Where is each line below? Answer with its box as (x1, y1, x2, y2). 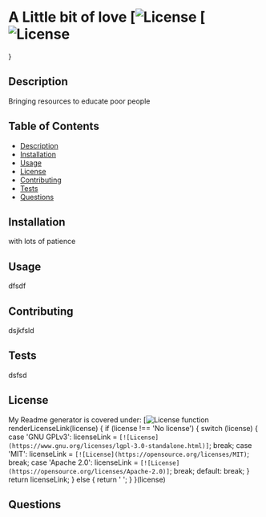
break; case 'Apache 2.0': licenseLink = (8, 458, 139, 467)
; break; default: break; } (169, 466, 250, 475)
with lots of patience (8, 237, 76, 246)
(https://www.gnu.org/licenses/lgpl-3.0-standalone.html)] (8, 442, 210, 450)
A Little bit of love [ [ (8, 8, 206, 26)
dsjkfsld (8, 326, 34, 335)
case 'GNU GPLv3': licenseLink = (8, 432, 118, 442)
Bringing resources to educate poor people (8, 96, 151, 106)
